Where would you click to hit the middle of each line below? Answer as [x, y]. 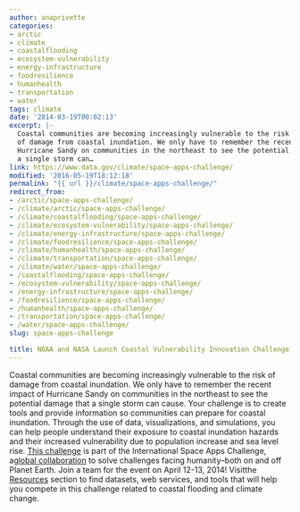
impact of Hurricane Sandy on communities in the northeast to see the [139, 393]
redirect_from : [37, 192]
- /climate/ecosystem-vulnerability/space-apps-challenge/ [121, 225]
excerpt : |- [31, 126]
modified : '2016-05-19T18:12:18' [71, 175]
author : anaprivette [48, 17]
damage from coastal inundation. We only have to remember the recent [141, 384]
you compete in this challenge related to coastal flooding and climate [136, 489]
